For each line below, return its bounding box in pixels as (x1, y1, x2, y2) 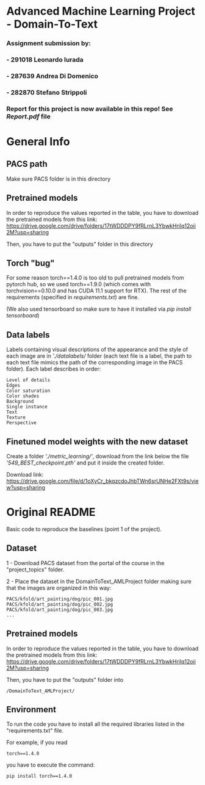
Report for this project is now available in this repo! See (6, 104, 173, 113)
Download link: (6, 471, 44, 479)
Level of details (6, 377, 51, 383)
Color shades (6, 393, 40, 399)
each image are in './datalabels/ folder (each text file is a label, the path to (6, 352, 192, 360)
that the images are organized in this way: (6, 584, 112, 591)
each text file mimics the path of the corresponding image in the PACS (6, 359, 183, 366)
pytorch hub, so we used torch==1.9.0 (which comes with (6, 281, 151, 288)
